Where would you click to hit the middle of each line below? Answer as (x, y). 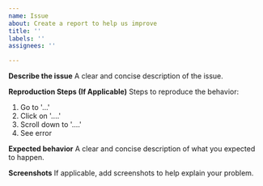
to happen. (26, 158)
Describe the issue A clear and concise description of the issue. (116, 76)
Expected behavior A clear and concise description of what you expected (132, 149)
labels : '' (27, 38)
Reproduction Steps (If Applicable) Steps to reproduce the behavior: (124, 92)
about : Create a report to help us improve (83, 23)
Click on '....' (40, 116)
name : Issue (28, 16)
